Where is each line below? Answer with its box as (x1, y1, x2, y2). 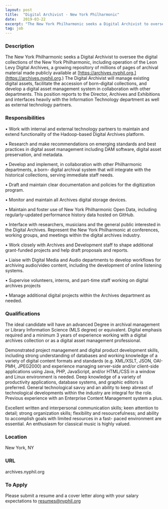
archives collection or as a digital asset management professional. (5, 337, 141, 344)
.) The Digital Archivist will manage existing (60, 75, 149, 81)
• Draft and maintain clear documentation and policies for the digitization (5, 182, 155, 188)
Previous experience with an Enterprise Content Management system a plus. (5, 395, 163, 401)
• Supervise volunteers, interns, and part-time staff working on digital (5, 277, 148, 283)
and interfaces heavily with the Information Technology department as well (5, 96, 159, 103)
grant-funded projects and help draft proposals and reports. (5, 247, 129, 253)
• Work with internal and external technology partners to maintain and (5, 126, 149, 132)
